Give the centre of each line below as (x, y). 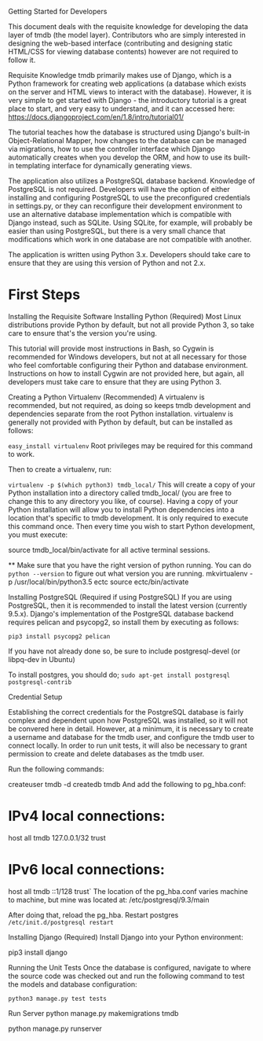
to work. (22, 454)
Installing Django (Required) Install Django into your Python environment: (126, 937)
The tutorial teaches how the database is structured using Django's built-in (129, 132)
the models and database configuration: (73, 984)
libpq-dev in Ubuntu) (42, 659)
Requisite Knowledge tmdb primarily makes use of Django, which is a (120, 75)
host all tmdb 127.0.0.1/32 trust (57, 837)
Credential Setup (35, 697)
